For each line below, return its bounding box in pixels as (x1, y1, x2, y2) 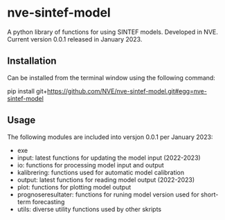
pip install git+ (7, 86, 48, 95)
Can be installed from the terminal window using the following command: (7, 73, 216, 82)
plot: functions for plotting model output (17, 183, 132, 191)
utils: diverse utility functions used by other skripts (17, 205, 162, 213)
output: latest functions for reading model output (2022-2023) (17, 175, 195, 184)
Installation (7, 55, 57, 67)
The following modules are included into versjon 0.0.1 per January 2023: (7, 133, 213, 141)
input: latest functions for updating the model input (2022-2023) (17, 154, 201, 162)
